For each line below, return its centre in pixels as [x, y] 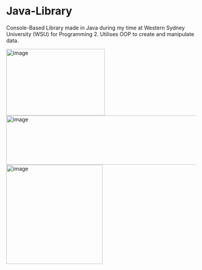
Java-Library [39, 11]
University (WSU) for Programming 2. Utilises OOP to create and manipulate [100, 34]
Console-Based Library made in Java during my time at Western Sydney [96, 28]
